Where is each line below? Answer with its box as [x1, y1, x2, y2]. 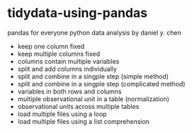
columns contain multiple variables [17, 57, 120, 65]
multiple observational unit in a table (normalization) [17, 94, 170, 103]
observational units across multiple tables [17, 102, 140, 110]
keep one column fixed [17, 42, 85, 50]
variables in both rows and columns [17, 87, 122, 96]
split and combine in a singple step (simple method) [17, 72, 169, 81]
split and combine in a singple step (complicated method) [17, 79, 186, 88]
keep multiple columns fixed [17, 50, 101, 58]
